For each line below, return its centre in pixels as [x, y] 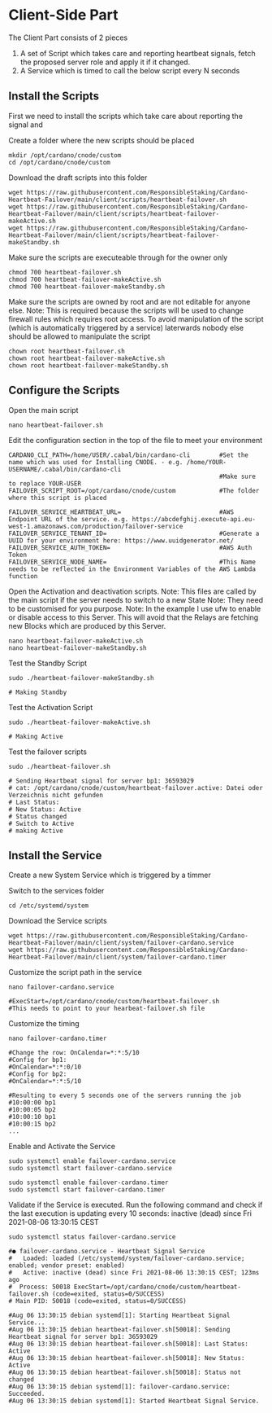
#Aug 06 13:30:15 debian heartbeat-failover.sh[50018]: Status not [125, 1373]
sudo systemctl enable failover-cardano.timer [89, 1183]
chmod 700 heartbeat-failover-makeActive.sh [85, 279]
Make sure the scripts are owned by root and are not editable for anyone [130, 301]
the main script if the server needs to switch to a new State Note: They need [136, 599]
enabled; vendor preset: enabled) [67, 1266]
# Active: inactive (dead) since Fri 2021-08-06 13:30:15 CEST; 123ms [134, 1273]
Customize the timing [44, 1024]
